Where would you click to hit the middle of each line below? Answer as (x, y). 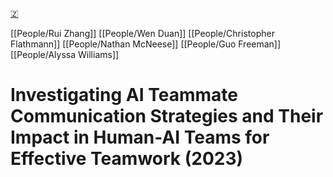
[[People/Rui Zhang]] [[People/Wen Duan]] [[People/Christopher (142, 33)
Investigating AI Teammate (124, 95)
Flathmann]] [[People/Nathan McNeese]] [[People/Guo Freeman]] (146, 44)
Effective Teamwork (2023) (127, 159)
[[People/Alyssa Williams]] (65, 54)
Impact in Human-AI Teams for (140, 137)
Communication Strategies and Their (167, 116)
